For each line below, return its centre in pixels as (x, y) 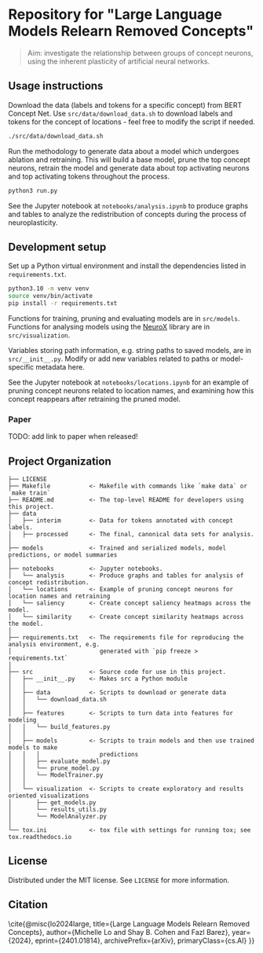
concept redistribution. (49, 583)
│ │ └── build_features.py (59, 727)
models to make (33, 748)
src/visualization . (39, 335)
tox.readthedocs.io (40, 837)
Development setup (57, 247)
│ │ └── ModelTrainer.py (56, 775)
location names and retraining (59, 596)
